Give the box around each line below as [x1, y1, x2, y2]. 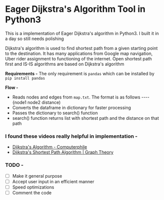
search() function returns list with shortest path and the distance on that [12, 115, 159, 121]
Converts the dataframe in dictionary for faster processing [12, 104, 131, 110]
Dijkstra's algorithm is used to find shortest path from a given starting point [5, 45, 158, 51]
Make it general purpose [12, 173, 63, 179]
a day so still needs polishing [5, 36, 64, 42]
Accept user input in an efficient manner [12, 178, 95, 184]
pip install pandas [5, 76, 45, 81]
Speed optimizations [12, 184, 54, 190]
